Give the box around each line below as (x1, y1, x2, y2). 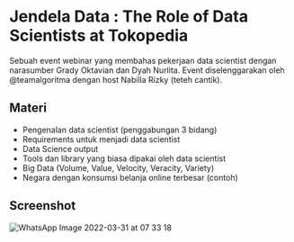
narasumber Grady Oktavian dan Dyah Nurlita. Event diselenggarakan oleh (9, 65, 285, 76)
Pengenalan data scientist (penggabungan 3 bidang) (22, 124, 218, 135)
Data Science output (22, 143, 99, 154)
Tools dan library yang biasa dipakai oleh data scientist (22, 153, 227, 164)
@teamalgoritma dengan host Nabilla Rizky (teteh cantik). (9, 74, 223, 85)
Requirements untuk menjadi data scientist (22, 133, 181, 145)
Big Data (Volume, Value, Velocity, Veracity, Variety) (22, 162, 215, 173)
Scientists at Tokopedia (9, 25, 189, 46)
